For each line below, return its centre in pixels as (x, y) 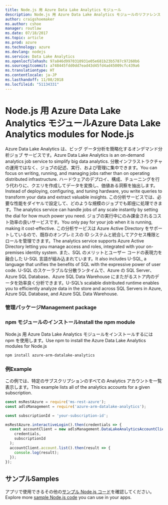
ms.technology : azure (28, 47)
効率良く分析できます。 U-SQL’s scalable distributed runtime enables (88, 283)
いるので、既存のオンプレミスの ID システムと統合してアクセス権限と (89, 234)
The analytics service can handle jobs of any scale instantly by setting (86, 209)
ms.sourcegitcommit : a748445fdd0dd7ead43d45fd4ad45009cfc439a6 (72, 66)
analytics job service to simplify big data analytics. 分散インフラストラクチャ (84, 161)
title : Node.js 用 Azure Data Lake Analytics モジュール (63, 10)
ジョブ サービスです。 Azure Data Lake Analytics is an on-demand (77, 155)
